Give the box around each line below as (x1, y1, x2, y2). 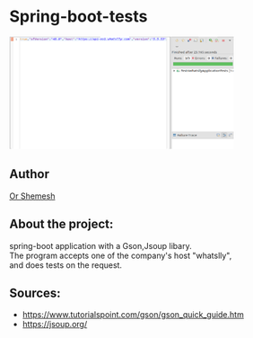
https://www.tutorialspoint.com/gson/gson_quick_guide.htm (22, 309, 244, 320)
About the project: (9, 217, 114, 232)
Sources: (9, 285, 61, 300)
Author (9, 166, 49, 182)
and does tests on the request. (9, 259, 123, 271)
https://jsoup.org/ (22, 319, 88, 330)
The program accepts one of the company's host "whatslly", (9, 250, 232, 261)
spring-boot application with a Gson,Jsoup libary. (9, 240, 192, 251)
